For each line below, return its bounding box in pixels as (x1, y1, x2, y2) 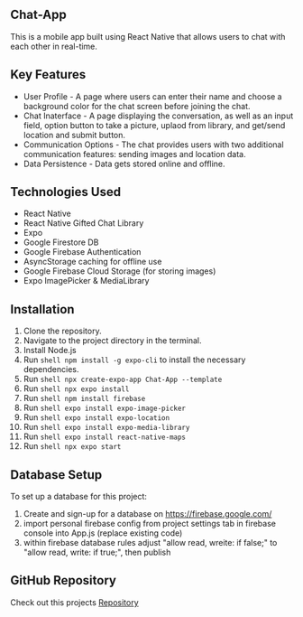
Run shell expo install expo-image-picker (23, 402, 187, 414)
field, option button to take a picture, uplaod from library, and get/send (23, 119, 286, 130)
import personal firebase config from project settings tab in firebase (23, 519, 276, 529)
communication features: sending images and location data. (23, 148, 246, 159)
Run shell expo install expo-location (23, 412, 170, 423)
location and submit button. (23, 129, 125, 140)
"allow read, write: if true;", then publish (23, 547, 171, 558)
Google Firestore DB (23, 237, 99, 248)
